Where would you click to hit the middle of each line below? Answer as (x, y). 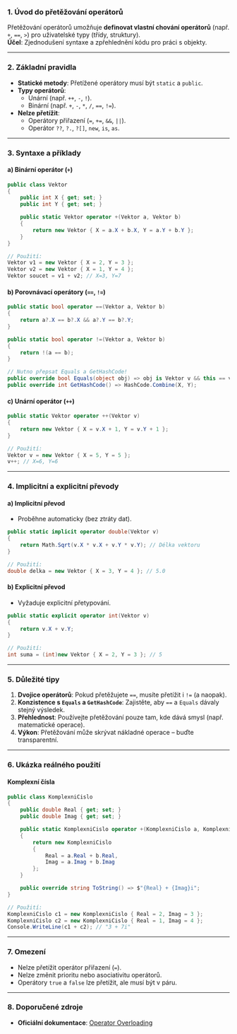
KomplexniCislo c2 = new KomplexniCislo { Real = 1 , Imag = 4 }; (105, 920)
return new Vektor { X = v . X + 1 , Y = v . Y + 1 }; (95, 429)
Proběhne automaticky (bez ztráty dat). (74, 519)
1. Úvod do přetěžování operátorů (65, 12)
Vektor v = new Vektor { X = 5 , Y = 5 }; (69, 455)
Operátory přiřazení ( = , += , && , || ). (77, 120)
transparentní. (38, 740)
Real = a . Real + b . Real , (81, 856)
